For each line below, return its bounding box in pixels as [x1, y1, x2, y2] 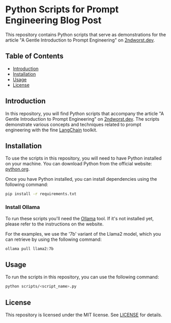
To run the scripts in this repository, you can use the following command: [5, 274, 159, 280]
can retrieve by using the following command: [5, 236, 102, 242]
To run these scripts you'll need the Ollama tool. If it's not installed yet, [5, 215, 154, 221]
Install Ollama [5, 204, 40, 211]
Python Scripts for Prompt [5, 4, 119, 15]
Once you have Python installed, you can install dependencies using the [5, 176, 157, 182]
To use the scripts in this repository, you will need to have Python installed [5, 155, 162, 161]
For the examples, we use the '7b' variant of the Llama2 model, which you [5, 231, 161, 237]
